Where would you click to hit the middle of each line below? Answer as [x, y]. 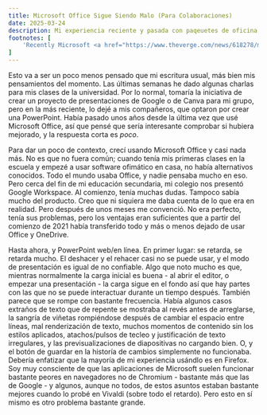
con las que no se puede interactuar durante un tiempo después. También [129, 292]
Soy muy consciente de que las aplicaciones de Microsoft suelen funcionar [131, 368]
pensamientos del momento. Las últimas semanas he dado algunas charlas [131, 84]
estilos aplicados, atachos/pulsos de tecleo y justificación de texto [117, 335]
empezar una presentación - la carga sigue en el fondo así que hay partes [129, 284]
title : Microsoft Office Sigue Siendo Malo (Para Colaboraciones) [120, 16]
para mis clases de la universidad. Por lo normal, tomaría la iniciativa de [125, 92]
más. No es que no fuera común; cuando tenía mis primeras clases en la [126, 159]
